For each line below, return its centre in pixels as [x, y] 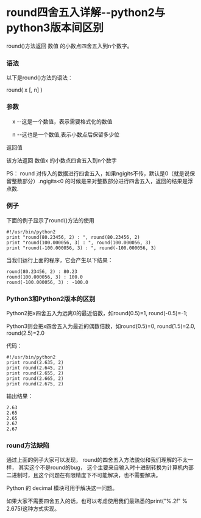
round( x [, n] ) [24, 90]
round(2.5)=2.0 [25, 333]
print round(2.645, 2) [35, 368]
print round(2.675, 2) [35, 384]
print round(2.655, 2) [35, 373]
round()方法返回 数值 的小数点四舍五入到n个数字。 [69, 46]
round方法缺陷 [28, 445]
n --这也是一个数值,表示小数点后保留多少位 [66, 134]
